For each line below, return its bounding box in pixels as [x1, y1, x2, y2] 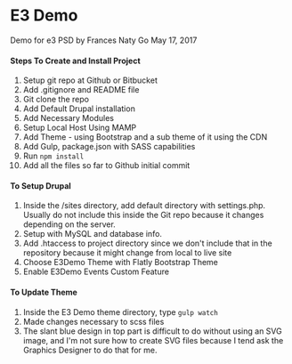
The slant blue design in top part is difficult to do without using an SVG [22, 326, 283, 336]
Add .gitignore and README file [22, 85, 140, 95]
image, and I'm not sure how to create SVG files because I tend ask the [22, 335, 284, 345]
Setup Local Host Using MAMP [22, 122, 137, 133]
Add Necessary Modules [22, 113, 115, 124]
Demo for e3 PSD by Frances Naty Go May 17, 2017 [10, 35, 198, 45]
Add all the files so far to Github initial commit [22, 160, 191, 171]
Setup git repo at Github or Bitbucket [22, 75, 158, 85]
